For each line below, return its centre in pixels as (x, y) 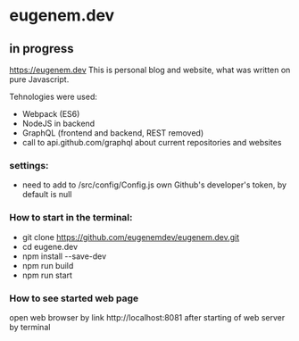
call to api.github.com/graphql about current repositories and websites (152, 142)
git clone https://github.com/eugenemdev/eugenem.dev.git (131, 237)
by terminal (30, 327)
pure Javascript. (39, 79)
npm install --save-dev (64, 256)
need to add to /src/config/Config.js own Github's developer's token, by (154, 185)
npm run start (47, 275)
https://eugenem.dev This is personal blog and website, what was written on (150, 70)
